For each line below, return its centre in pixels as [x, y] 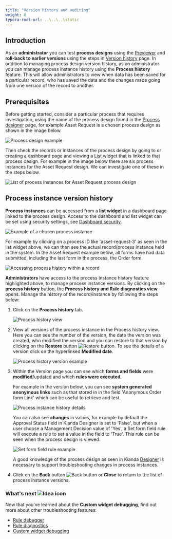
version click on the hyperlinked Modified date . [63, 351]
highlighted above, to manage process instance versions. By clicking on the [85, 283]
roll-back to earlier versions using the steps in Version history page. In [81, 58]
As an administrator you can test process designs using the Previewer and [85, 53]
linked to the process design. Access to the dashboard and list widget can [84, 216]
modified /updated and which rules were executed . [67, 377]
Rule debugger [28, 520]
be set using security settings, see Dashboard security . [64, 221]
